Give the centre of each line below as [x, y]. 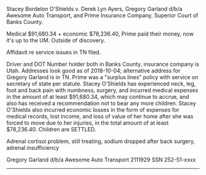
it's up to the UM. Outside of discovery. [56, 40]
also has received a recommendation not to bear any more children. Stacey [101, 103]
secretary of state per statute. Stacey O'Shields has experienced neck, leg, [101, 84]
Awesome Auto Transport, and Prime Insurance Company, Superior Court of [102, 15]
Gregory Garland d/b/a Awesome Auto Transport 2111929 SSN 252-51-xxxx [101, 160]
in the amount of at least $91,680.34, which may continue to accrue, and [98, 97]
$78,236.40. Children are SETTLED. [51, 129]
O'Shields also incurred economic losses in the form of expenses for [93, 110]
